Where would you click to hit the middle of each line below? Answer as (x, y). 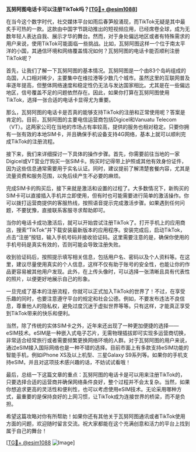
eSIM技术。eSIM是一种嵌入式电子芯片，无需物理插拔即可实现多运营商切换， (98, 333)
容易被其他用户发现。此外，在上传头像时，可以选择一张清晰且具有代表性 (103, 272)
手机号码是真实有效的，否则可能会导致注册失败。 (65, 244)
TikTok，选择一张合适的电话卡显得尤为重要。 (60, 100)
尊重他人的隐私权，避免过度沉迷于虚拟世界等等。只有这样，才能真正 (98, 306)
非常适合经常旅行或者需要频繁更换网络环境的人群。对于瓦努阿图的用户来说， (98, 340)
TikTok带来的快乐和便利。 (42, 313)
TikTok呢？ (19, 58)
